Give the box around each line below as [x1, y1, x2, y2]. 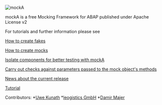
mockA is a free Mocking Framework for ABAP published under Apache [5, 14, 149, 19]
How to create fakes [5, 38, 46, 44]
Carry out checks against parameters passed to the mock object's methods [5, 66, 157, 72]
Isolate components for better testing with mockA [5, 57, 105, 63]
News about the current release [5, 76, 69, 81]
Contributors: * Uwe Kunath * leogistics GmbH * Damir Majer [5, 95, 125, 100]
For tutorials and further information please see [5, 29, 100, 34]
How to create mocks [5, 48, 48, 53]
